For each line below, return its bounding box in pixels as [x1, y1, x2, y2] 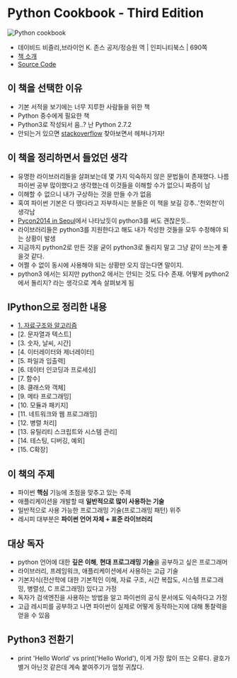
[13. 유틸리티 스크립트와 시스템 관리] [17, 428, 118, 436]
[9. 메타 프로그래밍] [17, 392, 72, 401]
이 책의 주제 [7, 468, 55, 480]
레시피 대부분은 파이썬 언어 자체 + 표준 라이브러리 [17, 515, 154, 523]
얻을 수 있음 [17, 611, 51, 619]
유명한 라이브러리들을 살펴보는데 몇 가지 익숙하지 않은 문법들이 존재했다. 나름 [17, 172, 230, 180]
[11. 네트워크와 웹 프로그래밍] [17, 410, 98, 418]
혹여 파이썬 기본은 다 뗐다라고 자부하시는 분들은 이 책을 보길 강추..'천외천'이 [17, 199, 225, 207]
